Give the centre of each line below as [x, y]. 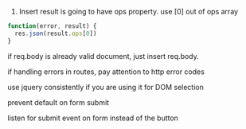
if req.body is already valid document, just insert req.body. [103, 56]
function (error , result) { [52, 26]
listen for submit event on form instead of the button [93, 118]
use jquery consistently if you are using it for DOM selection [106, 87]
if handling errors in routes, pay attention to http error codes [106, 72]
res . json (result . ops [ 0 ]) [56, 33]
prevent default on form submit [58, 102]
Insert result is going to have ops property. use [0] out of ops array [129, 12]
